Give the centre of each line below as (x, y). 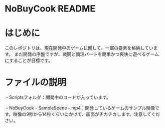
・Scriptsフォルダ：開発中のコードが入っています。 (58, 97)
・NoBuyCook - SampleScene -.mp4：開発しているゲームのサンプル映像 (80, 108)
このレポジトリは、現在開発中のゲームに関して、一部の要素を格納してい (79, 48)
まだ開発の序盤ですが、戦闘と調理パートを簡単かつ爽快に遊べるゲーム (87, 54)
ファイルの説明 (36, 82)
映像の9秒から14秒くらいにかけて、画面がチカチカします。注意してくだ (87, 114)
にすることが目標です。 (29, 60)
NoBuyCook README (50, 9)
